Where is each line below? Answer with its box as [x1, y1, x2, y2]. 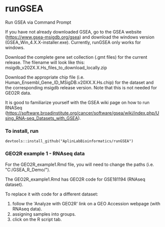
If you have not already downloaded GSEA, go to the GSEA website [5, 29, 142, 35]
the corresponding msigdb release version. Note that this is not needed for [5, 84, 157, 90]
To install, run [5, 127, 39, 134]
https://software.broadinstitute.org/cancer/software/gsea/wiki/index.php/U [6, 110, 160, 116]
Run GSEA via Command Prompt [5, 19, 72, 25]
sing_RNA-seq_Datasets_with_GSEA [5, 115, 78, 121]
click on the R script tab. [12, 216, 62, 222]
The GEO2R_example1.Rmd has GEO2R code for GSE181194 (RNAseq [5, 176, 146, 182]
